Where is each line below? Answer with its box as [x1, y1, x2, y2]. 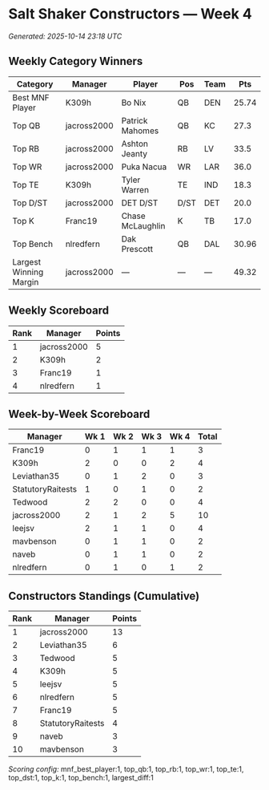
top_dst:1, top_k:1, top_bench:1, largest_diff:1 [8, 773, 154, 783]
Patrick [121, 115, 148, 126]
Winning [12, 266, 44, 278]
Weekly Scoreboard [8, 304, 110, 318]
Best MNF [12, 91, 50, 103]
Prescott [121, 243, 154, 254]
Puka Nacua [121, 161, 167, 172]
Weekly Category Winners [8, 55, 143, 68]
